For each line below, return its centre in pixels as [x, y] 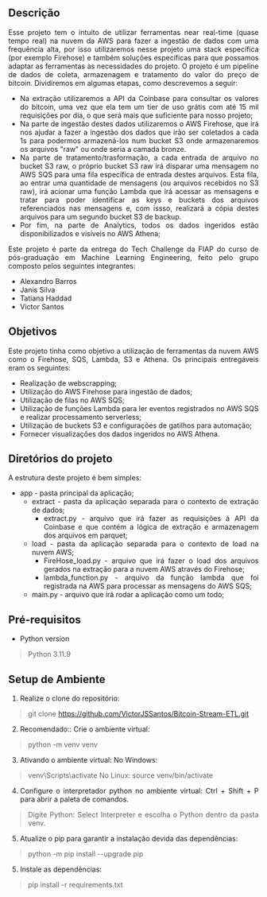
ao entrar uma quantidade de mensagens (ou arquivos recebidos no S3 [139, 183]
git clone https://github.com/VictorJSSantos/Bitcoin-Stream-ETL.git [138, 714]
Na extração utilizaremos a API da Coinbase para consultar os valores [139, 98]
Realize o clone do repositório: [70, 698]
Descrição [34, 13]
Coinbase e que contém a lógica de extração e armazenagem [151, 527]
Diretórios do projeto [60, 459]
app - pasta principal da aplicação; [77, 493]
